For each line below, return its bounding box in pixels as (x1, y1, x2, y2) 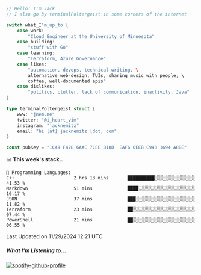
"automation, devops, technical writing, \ (28, 67, 138, 73)
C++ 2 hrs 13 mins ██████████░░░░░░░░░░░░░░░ (6, 175, 196, 181)
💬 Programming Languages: (6, 170, 71, 176)
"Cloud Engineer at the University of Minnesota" (28, 33, 155, 39)
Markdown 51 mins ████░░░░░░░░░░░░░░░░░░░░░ (6, 185, 196, 192)
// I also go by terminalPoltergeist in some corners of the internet (6, 11, 187, 17)
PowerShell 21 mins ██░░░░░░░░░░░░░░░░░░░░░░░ (6, 217, 196, 223)
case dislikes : (17, 84, 55, 90)
